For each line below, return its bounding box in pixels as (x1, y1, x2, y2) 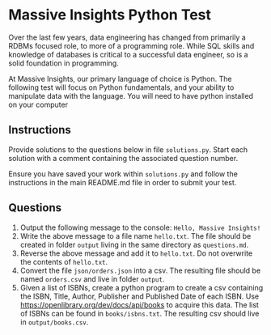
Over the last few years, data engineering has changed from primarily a (8, 32, 247, 42)
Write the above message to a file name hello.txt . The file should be (19, 231, 252, 240)
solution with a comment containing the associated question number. (8, 153, 239, 163)
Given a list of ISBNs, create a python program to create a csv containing (19, 282, 264, 292)
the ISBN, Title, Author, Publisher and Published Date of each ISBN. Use (19, 291, 260, 301)
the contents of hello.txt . (19, 257, 108, 266)
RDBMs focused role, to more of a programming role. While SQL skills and (8, 40, 255, 50)
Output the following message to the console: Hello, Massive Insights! (19, 223, 261, 232)
